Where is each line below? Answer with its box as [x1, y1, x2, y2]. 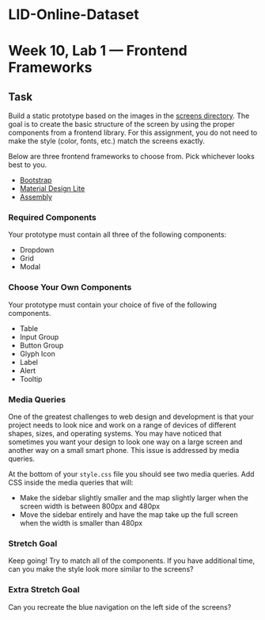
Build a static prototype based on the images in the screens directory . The [8, 111, 250, 120]
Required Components [8, 212, 97, 223]
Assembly [19, 192, 53, 202]
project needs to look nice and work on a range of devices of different [8, 420, 237, 430]
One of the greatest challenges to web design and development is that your [8, 412, 255, 421]
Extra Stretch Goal [8, 584, 81, 595]
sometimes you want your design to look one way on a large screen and [8, 437, 243, 447]
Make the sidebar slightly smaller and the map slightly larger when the [19, 493, 249, 503]
